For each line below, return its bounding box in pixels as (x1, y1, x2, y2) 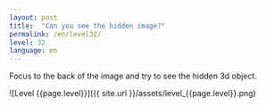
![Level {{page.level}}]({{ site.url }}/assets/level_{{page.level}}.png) (9, 88, 256, 99)
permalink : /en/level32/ (9, 29, 102, 38)
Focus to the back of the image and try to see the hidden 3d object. (9, 70, 257, 81)
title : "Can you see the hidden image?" (9, 21, 166, 30)
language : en (9, 46, 58, 55)
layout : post (9, 12, 58, 22)
